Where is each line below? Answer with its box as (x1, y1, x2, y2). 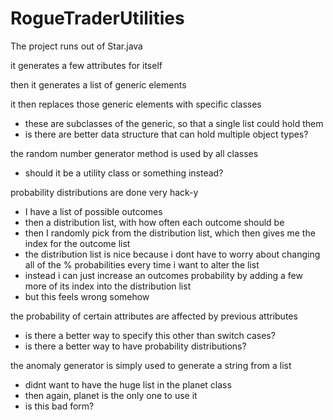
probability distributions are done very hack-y (10, 186, 199, 198)
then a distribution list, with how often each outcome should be (24, 216, 285, 228)
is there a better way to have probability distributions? (24, 340, 247, 352)
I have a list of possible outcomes (24, 205, 163, 217)
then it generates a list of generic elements (10, 78, 187, 91)
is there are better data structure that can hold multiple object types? (24, 128, 309, 140)
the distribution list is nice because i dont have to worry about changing (24, 248, 321, 260)
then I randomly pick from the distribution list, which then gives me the (24, 227, 316, 239)
